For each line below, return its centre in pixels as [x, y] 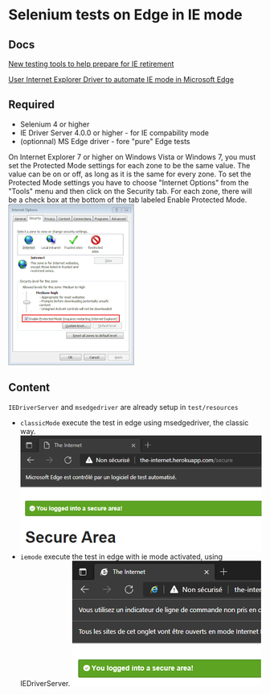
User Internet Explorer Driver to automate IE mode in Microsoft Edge [121, 79]
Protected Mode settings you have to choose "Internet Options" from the [129, 182]
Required [31, 105]
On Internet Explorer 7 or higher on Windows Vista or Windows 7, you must [132, 157]
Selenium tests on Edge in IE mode [125, 15]
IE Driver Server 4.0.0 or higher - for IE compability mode [114, 132]
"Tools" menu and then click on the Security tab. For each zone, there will [130, 191]
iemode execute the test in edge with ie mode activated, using [121, 556]
